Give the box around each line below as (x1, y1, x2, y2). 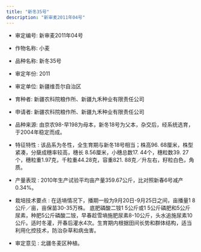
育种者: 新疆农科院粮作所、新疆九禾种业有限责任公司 (14, 95, 145, 103)
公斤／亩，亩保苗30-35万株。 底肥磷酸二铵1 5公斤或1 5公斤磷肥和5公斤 (14, 204, 191, 211)
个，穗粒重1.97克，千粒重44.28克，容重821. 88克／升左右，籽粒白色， (14, 156, 189, 163)
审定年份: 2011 (14, 70, 50, 77)
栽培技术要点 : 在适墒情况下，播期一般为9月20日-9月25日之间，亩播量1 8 (14, 196, 196, 204)
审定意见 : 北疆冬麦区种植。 (14, 239, 83, 247)
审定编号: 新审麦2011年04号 (14, 31, 83, 39)
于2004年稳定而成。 (14, 128, 66, 136)
